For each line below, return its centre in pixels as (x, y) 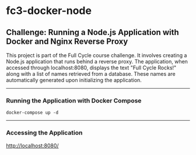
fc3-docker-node (49, 11)
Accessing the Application (44, 133)
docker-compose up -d (32, 113)
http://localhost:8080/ (33, 145)
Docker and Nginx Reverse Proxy (67, 41)
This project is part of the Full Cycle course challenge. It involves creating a (97, 55)
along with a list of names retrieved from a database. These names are (91, 74)
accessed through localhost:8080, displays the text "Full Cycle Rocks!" (91, 68)
